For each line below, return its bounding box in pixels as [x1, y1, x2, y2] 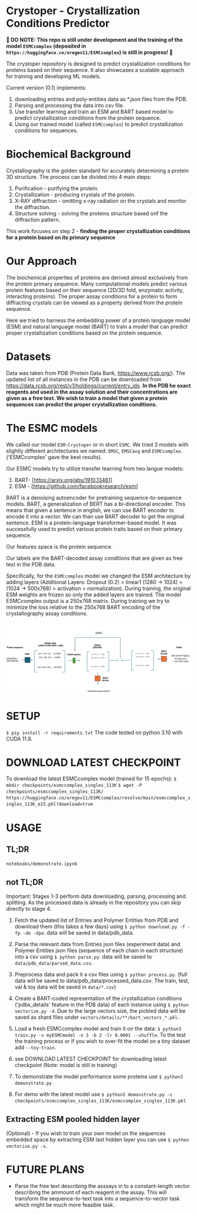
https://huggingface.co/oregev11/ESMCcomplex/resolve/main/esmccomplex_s [6, 795, 191, 801]
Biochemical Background [6, 147, 131, 161]
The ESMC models [6, 421, 98, 435]
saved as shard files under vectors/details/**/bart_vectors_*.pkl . [14, 1013, 179, 1021]
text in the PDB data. [6, 560, 56, 567]
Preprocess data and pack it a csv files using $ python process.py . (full [14, 971, 188, 978]
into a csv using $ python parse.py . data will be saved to [14, 953, 152, 960]
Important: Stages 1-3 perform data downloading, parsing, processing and [6, 893, 186, 900]
